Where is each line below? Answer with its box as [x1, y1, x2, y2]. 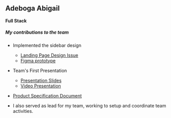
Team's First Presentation [12, 67, 67, 74]
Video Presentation [20, 83, 61, 89]
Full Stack [5, 17, 27, 23]
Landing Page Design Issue [20, 52, 79, 58]
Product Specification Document [12, 92, 82, 99]
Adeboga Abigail [5, 4, 60, 13]
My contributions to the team [5, 29, 69, 35]
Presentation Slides [20, 77, 62, 83]
